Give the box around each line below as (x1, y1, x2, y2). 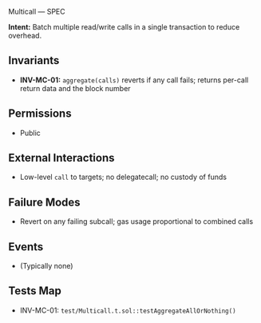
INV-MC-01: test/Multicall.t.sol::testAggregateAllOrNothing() (19, 305, 237, 315)
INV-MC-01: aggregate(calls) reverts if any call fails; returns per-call (19, 75, 249, 85)
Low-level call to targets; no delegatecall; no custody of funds (19, 172, 227, 182)
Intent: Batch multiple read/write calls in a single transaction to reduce (8, 22, 240, 31)
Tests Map (8, 284, 61, 298)
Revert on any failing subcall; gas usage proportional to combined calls (19, 217, 254, 226)
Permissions (8, 107, 72, 121)
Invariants (8, 54, 60, 67)
